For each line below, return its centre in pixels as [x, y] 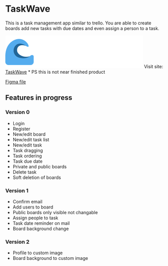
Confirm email [27, 201]
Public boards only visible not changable [55, 212]
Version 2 [17, 242]
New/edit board [29, 134]
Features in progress [39, 98]
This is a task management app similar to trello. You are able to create [78, 23]
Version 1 [17, 190]
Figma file [16, 81]
